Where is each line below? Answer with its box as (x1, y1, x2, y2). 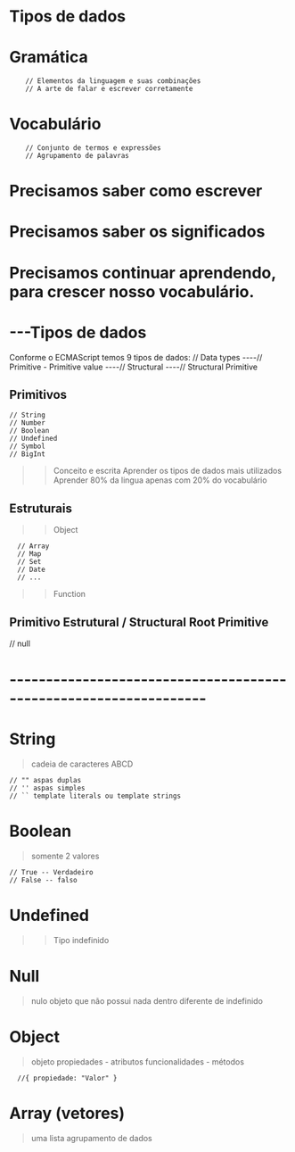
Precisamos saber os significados (9, 221, 266, 242)
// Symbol (9, 442, 46, 452)
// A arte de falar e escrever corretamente (25, 85, 193, 94)
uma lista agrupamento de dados (30, 1132, 153, 1143)
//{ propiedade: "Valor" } (17, 1073, 118, 1082)
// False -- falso (9, 876, 78, 885)
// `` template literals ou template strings (9, 791, 181, 800)
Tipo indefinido (53, 935, 110, 945)
